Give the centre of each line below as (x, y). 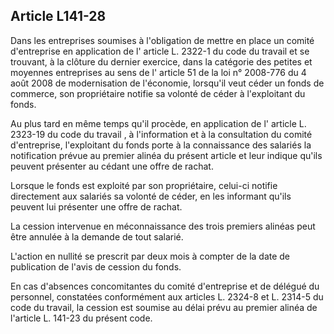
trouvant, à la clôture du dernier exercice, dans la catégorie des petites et (161, 61)
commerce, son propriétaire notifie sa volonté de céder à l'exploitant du (158, 93)
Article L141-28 (58, 16)
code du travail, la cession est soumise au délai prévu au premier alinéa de (164, 307)
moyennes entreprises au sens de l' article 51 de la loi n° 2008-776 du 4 (158, 72)
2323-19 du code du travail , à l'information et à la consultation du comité (161, 134)
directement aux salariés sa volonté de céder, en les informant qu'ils (151, 196)
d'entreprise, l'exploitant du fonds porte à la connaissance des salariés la (161, 145)
